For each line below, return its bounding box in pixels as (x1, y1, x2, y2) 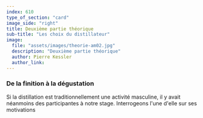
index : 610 (6, 8, 34, 15)
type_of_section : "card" (6, 15, 69, 21)
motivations (6, 106, 36, 113)
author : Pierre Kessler (12, 54, 72, 60)
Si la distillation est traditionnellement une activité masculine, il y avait (6, 93, 181, 100)
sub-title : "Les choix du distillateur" (6, 31, 111, 38)
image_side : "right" (6, 20, 59, 26)
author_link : (12, 59, 45, 65)
